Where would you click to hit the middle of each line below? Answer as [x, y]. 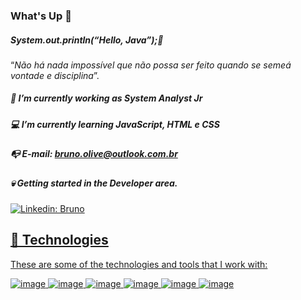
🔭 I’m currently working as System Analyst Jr [106, 98]
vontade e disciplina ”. [55, 75]
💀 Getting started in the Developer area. [94, 183]
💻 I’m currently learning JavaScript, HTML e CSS [115, 124]
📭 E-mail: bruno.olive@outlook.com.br [94, 154]
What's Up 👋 [41, 16]
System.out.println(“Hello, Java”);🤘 [87, 40]
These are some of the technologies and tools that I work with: [139, 264]
